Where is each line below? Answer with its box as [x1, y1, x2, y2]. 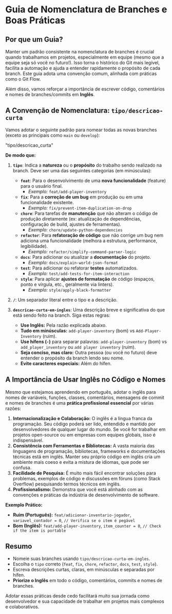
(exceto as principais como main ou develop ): [5, 132, 100, 138]
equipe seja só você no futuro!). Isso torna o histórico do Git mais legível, [5, 60, 160, 65]
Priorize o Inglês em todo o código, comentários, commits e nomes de [12, 577, 163, 584]
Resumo [5, 542, 32, 551]
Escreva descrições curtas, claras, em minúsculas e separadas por [12, 567, 155, 573]
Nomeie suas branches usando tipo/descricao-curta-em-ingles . [12, 555, 150, 562]
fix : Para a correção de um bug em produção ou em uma [20, 194, 143, 200]
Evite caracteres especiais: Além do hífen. [20, 360, 112, 366]
